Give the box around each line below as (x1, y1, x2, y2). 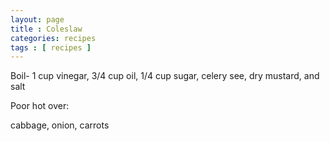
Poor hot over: (10, 100, 70, 112)
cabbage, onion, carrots (10, 119, 110, 131)
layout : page (10, 14, 65, 25)
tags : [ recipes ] (10, 42, 92, 53)
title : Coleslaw (10, 24, 83, 34)
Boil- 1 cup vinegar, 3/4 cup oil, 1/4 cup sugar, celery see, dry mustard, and (10, 70, 320, 82)
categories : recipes (10, 33, 97, 43)
